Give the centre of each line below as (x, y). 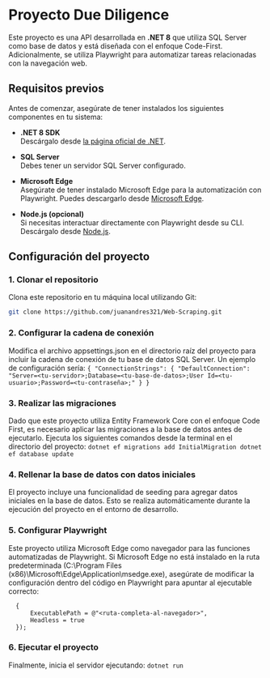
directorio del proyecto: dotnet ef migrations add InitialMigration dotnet (135, 446)
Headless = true (57, 620)
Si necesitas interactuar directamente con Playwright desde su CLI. (132, 222)
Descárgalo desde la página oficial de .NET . (93, 141)
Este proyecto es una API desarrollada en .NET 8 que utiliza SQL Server (128, 37)
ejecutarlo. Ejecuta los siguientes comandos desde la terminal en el (120, 437)
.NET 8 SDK (40, 132)
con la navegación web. (48, 63)
